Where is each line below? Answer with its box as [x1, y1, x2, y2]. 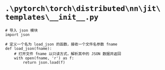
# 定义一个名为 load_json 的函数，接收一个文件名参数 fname [5, 41, 117, 47]
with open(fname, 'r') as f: [14, 56, 74, 61]
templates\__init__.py [5, 13, 99, 22]
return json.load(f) [23, 60, 65, 65]
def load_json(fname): [5, 46, 52, 51]
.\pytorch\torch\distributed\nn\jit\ [5, 4, 161, 13]
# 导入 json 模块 [5, 28, 38, 33]
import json [5, 32, 30, 37]
